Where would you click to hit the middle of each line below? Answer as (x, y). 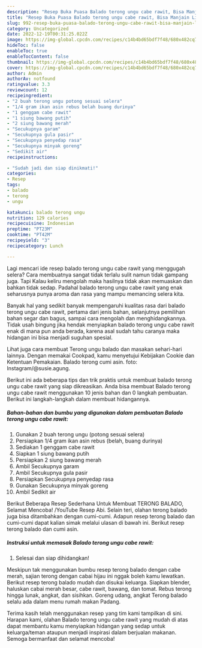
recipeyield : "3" (28, 240)
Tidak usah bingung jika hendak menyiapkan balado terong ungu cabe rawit (100, 325)
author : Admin (25, 73)
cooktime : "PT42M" (30, 235)
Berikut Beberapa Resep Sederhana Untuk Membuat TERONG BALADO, (95, 503)
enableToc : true (27, 51)
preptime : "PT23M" (30, 229)
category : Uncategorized (38, 29)
